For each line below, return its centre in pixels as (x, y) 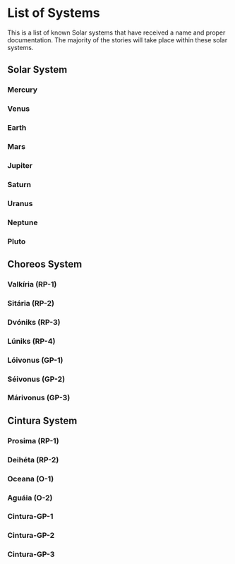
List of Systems (54, 13)
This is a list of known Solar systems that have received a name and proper (116, 32)
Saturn (19, 184)
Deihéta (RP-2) (33, 460)
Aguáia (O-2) (30, 498)
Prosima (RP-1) (33, 440)
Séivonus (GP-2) (36, 379)
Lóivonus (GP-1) (35, 360)
